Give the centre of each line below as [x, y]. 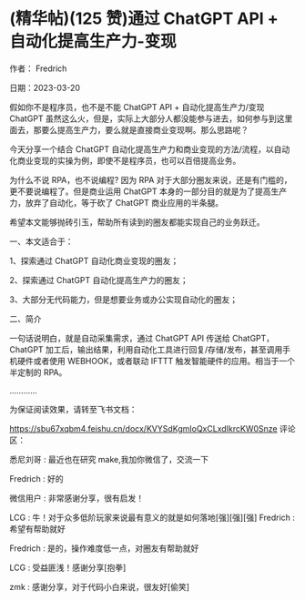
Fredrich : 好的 [36, 478]
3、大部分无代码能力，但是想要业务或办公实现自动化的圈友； [124, 299]
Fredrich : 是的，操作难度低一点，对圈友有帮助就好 [104, 548]
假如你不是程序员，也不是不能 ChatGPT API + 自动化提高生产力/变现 [137, 107]
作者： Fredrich [38, 68]
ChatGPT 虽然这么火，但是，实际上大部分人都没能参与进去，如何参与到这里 [151, 118]
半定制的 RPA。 [38, 372]
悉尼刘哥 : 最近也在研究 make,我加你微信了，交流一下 [109, 459]
